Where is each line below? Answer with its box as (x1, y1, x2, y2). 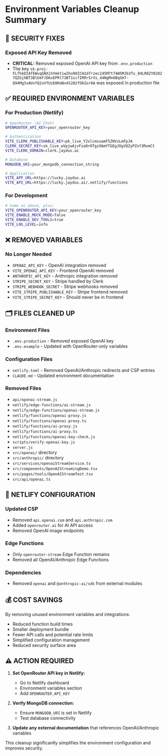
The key (12, 65, 29, 71)
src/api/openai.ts (12, 476, 51, 482)
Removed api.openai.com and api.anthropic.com (12, 516, 113, 523)
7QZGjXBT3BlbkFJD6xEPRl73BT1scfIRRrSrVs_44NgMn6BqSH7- (12, 75, 129, 80)
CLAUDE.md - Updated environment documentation (12, 372, 114, 378)
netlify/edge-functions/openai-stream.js (12, 407, 100, 413)
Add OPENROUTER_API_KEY (19, 690, 70, 696)
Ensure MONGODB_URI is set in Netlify (19, 709, 92, 715)
